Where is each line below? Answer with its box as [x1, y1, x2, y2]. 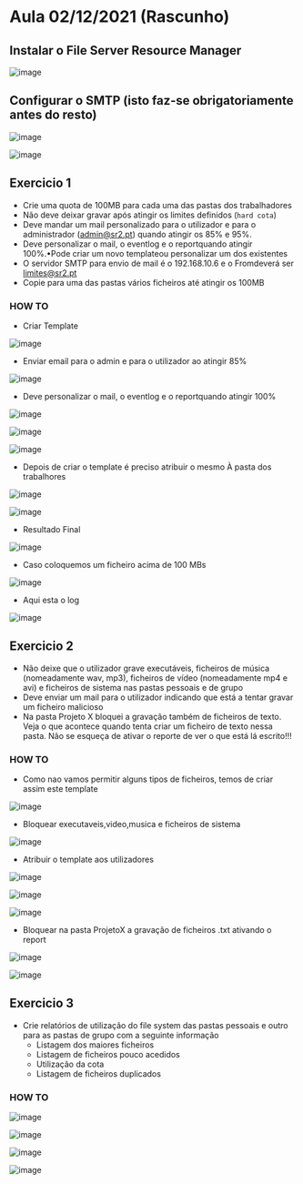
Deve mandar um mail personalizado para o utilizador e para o [22, 218, 257, 229]
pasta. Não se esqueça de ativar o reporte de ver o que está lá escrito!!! [22, 730, 293, 741]
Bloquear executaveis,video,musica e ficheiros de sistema [22, 819, 241, 830]
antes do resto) [9, 107, 97, 123]
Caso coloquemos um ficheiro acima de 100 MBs [22, 559, 207, 570]
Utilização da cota [35, 1058, 105, 1069]
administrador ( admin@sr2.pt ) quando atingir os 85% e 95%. [22, 228, 252, 239]
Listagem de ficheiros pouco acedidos [35, 1048, 180, 1059]
